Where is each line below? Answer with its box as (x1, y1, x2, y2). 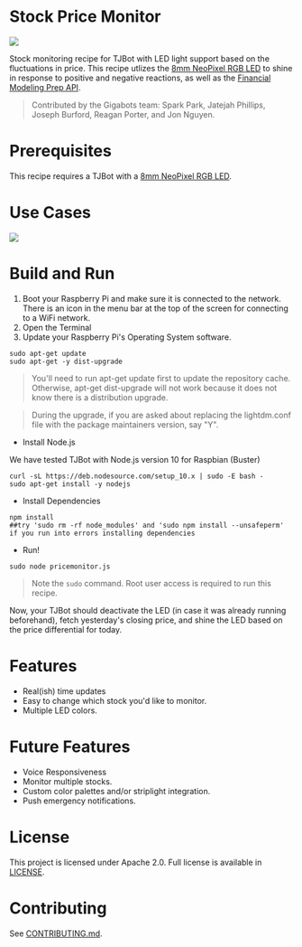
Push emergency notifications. (22, 795, 137, 806)
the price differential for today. (9, 624, 123, 634)
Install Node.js (22, 436, 76, 447)
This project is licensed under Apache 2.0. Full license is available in (9, 857, 262, 867)
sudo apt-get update (9, 349, 87, 358)
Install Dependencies (22, 495, 101, 506)
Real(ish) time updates (22, 685, 106, 697)
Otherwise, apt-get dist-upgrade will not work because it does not (31, 382, 278, 393)
